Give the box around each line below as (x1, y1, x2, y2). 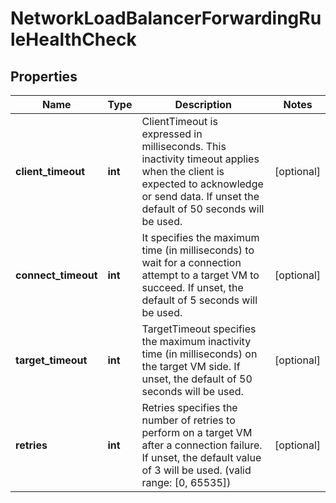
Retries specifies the (141, 401, 238, 414)
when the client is (141, 165, 225, 178)
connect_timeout (15, 268, 98, 282)
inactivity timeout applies (141, 152, 260, 166)
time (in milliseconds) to (141, 243, 255, 257)
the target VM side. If (141, 360, 241, 373)
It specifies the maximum (141, 231, 260, 244)
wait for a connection (141, 256, 242, 269)
